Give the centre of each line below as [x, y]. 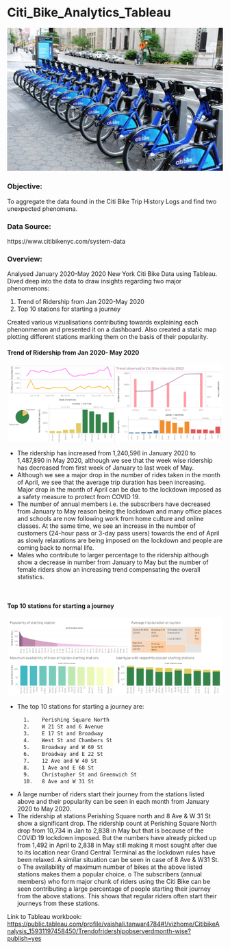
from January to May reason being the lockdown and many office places [119, 511]
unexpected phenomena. [42, 208]
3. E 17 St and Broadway [64, 734]
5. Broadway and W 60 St [64, 748]
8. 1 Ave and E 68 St [59, 768]
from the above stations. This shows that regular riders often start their [117, 896]
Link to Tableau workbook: [44, 917]
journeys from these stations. [58, 903]
